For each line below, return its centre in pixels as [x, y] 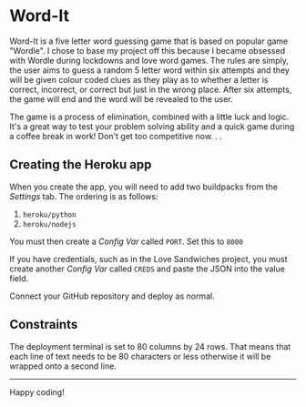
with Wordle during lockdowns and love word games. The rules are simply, [149, 60]
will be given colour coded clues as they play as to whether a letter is [139, 79]
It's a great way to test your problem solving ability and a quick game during [152, 126]
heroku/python [49, 215]
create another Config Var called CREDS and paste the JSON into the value [147, 269]
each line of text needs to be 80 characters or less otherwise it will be [140, 356]
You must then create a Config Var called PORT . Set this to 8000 [126, 241]
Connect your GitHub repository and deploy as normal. [112, 296]
